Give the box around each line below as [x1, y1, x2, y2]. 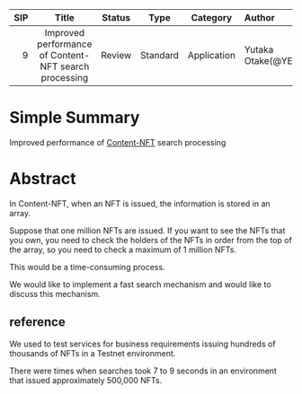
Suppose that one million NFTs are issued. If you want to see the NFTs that [9, 224, 286, 236]
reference [9, 314, 66, 330]
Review [100, 49, 132, 61]
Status [102, 12, 131, 23]
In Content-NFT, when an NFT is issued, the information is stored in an [9, 197, 271, 209]
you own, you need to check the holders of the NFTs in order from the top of [9, 234, 292, 245]
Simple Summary [9, 108, 140, 128]
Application [187, 49, 236, 61]
